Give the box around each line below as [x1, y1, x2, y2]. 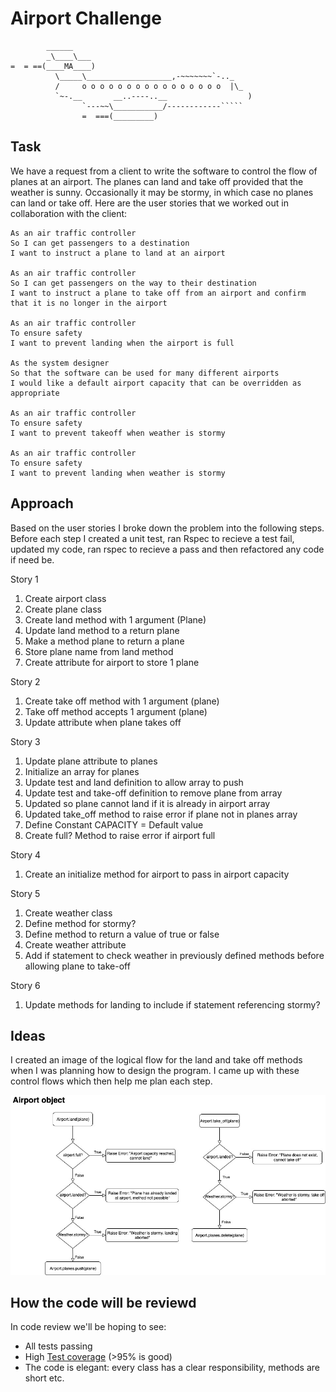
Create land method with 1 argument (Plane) [24, 613, 207, 626]
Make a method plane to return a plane [24, 635, 185, 647]
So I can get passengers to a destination [10, 238, 190, 248]
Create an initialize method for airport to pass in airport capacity [24, 868, 290, 880]
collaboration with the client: [10, 207, 128, 219]
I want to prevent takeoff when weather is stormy [10, 428, 226, 438]
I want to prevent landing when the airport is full [10, 338, 235, 348]
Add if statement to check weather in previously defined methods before [24, 949, 325, 961]
